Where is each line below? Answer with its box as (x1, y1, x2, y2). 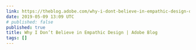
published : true (6, 24, 45, 30)
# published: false (6, 19, 54, 25)
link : (6, 8, 19, 14)
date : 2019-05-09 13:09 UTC (6, 14, 75, 20)
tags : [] (6, 35, 27, 41)
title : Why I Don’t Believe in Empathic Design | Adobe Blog (6, 30, 158, 36)
